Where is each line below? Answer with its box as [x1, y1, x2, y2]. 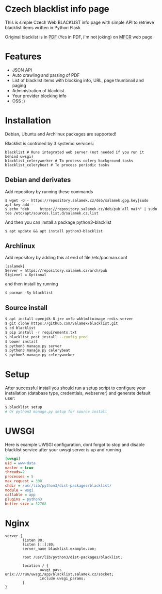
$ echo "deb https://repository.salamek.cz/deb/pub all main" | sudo [5, 206, 158, 212]
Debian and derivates [5, 176, 71, 184]
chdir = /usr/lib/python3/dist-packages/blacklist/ [5, 483, 112, 488]
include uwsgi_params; [39, 576, 86, 581]
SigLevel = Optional [5, 273, 47, 278]
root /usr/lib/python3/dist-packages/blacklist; [22, 555, 123, 560]
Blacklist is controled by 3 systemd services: [5, 140, 94, 146]
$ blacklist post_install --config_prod [5, 334, 88, 339]
